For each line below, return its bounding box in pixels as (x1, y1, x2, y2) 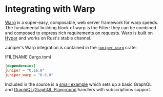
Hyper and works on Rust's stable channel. (5, 35, 92, 41)
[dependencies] (5, 63, 36, 68)
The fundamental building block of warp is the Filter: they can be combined (5, 24, 157, 30)
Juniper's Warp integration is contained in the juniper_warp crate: (5, 44, 137, 50)
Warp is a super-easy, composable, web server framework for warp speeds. (5, 19, 159, 25)
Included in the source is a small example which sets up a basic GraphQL (5, 81, 152, 87)
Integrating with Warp (5, 3, 96, 15)
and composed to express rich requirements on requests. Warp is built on (5, 30, 153, 36)
